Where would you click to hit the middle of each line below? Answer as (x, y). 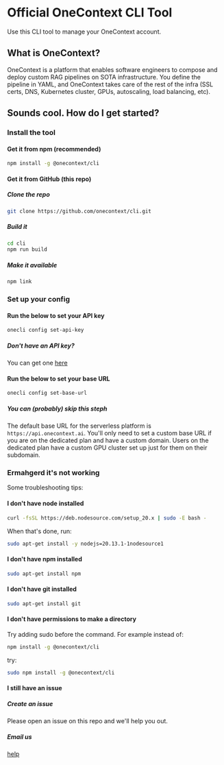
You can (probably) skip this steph (57, 409)
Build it (17, 227)
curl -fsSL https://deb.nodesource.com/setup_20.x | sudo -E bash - (107, 518)
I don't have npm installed (45, 559)
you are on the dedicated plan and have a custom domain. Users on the (108, 441)
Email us (20, 737)
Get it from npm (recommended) (54, 149)
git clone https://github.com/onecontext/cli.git (79, 211)
